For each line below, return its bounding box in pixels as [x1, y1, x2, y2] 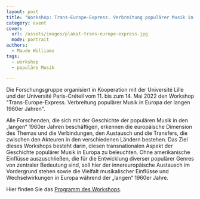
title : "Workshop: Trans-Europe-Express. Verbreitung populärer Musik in [6, 14, 194, 20]
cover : [6, 25, 23, 32]
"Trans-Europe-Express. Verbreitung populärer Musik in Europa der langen [6, 99, 190, 106]
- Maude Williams [11, 48, 55, 54]
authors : [6, 43, 28, 49]
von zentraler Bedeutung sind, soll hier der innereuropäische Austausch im [6, 161, 190, 168]
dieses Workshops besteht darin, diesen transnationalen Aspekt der [6, 142, 173, 150]
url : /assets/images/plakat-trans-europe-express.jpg [11, 31, 148, 37]
